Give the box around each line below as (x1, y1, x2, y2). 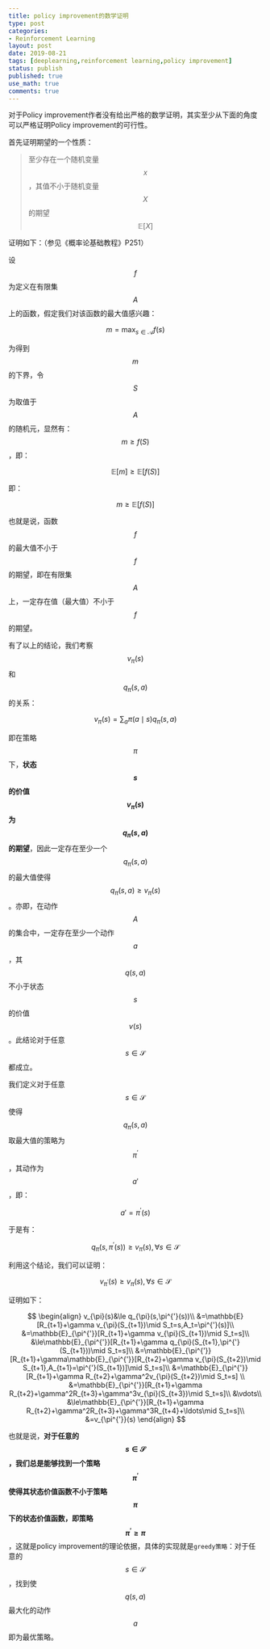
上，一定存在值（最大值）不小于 (8, 597, 114, 606)
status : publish (8, 65, 63, 73)
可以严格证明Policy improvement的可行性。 (8, 120, 152, 130)
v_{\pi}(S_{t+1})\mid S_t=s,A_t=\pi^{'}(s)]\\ (96, 1320, 235, 1330)
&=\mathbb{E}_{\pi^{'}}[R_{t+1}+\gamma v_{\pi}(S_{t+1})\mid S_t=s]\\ (21, 1329, 250, 1339)
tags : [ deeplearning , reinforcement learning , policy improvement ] (8, 57, 232, 65)
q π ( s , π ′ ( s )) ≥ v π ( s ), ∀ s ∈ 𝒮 (91, 1240, 180, 1254)
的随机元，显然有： (8, 424, 73, 433)
